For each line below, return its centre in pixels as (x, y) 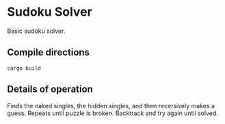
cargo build (24, 68)
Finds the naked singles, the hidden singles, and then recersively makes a (111, 106)
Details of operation (50, 89)
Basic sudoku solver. (36, 31)
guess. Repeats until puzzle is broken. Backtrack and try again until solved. (113, 113)
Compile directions (49, 52)
